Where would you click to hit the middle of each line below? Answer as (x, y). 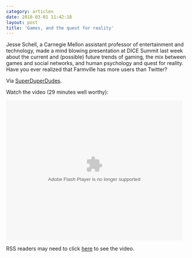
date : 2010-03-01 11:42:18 (39, 17)
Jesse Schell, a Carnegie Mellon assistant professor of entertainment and (95, 45)
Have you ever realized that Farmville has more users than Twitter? (87, 69)
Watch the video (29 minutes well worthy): (57, 92)
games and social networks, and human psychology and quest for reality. (95, 63)
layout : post (22, 22)
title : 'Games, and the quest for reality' (60, 28)
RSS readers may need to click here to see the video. (70, 249)
